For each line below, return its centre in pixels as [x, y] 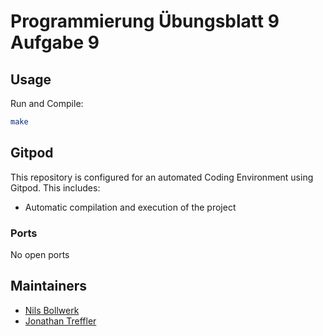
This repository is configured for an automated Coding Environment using [162, 177]
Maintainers [49, 286]
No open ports [40, 254]
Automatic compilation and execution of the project [130, 207]
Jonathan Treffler [60, 321]
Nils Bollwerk [52, 310]
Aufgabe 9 [55, 42]
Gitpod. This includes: [55, 187]
